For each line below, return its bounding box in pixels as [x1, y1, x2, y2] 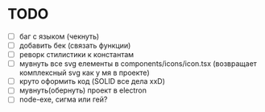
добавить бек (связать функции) [19, 41, 131, 50]
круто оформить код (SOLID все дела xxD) [19, 77, 166, 86]
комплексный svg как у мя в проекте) [19, 68, 150, 77]
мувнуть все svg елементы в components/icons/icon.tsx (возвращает [19, 59, 257, 68]
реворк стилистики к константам [19, 50, 135, 60]
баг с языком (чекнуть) [19, 31, 100, 41]
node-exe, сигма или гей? [19, 94, 108, 105]
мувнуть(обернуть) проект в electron [19, 85, 147, 95]
